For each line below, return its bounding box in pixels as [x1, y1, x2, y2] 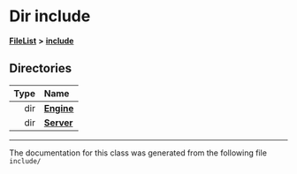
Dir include [9, 6, 91, 26]
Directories [9, 61, 72, 76]
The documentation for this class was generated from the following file [9, 148, 268, 158]
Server [43, 117, 73, 129]
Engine [43, 102, 74, 114]
